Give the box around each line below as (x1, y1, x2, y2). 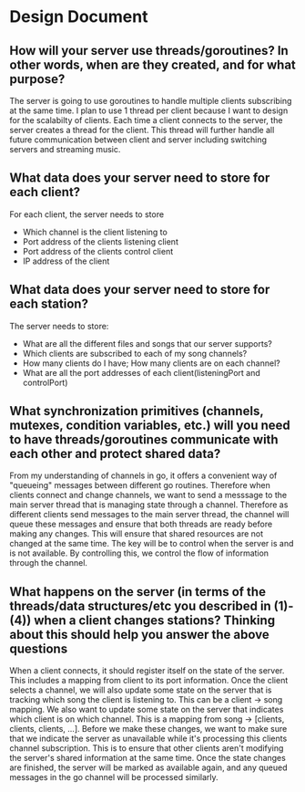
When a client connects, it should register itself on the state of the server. (9, 665, 285, 676)
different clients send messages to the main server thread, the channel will (9, 509, 290, 520)
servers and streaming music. (9, 144, 121, 154)
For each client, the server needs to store (9, 208, 165, 220)
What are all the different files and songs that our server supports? (22, 338, 273, 349)
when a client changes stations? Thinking (33, 612, 276, 628)
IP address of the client (22, 255, 110, 266)
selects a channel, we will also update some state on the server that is (9, 684, 272, 695)
